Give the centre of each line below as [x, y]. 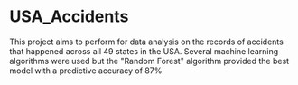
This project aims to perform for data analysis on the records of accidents [147, 42]
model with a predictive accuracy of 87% [86, 71]
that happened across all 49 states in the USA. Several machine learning [144, 51]
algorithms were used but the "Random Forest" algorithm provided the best [149, 61]
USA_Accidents [69, 17]
